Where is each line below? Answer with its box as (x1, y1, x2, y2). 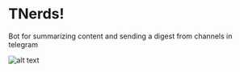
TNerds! (8, 5, 65, 23)
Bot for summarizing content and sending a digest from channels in (8, 31, 233, 41)
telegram (8, 39, 39, 49)
